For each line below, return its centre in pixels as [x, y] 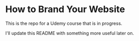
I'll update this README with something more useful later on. [70, 33]
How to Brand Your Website [65, 9]
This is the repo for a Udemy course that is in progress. [64, 23]
